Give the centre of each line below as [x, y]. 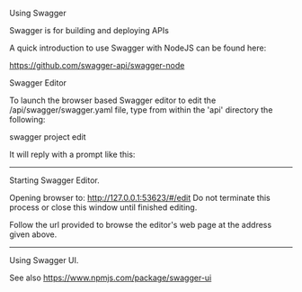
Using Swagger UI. [44, 260]
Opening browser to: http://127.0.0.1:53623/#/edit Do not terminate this [140, 198]
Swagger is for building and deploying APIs [89, 30]
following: [27, 119]
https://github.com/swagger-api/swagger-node [97, 65]
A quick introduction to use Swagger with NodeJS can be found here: [138, 48]
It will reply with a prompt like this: [72, 154]
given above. [33, 234]
